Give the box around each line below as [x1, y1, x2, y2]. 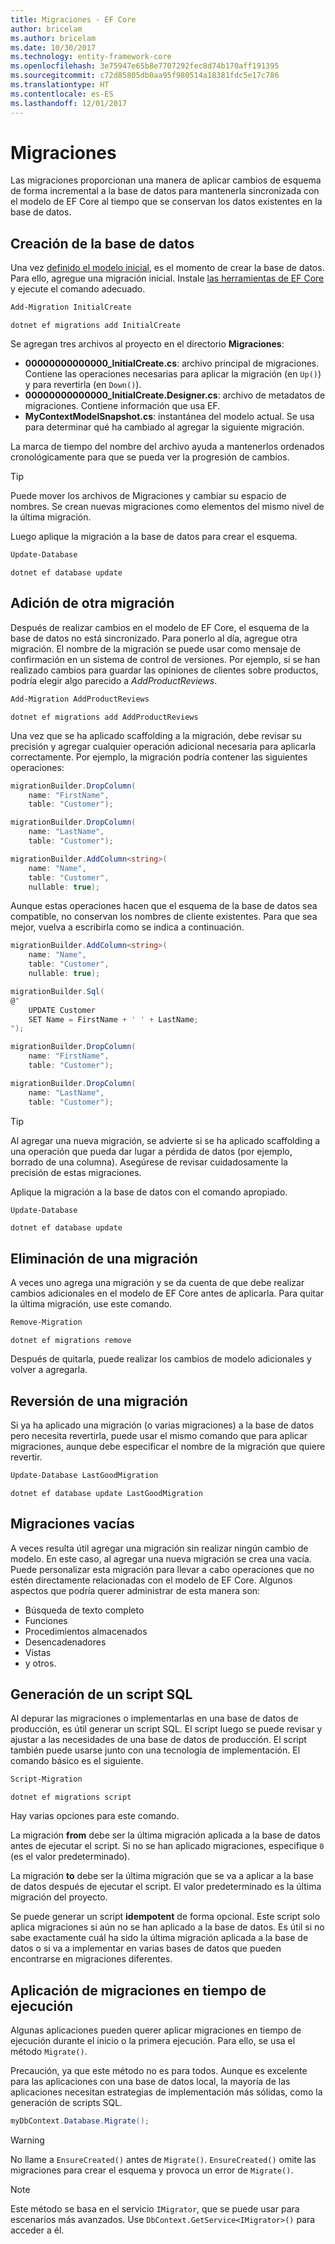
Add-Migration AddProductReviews [10, 694, 150, 704]
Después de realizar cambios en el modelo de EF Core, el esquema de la [10, 621, 310, 633]
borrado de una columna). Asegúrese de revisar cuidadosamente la [10, 1156, 288, 1168]
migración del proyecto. [10, 1891, 108, 1903]
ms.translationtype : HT [10, 80, 110, 90]
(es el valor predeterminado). [10, 1851, 130, 1863]
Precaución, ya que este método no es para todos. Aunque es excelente [10, 2065, 308, 2077]
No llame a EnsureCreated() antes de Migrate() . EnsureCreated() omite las [10, 2154, 317, 2165]
